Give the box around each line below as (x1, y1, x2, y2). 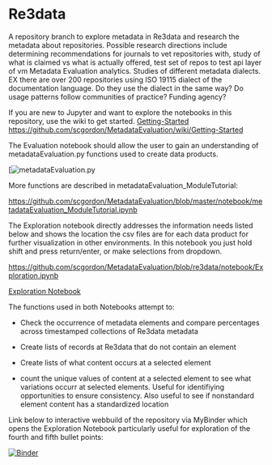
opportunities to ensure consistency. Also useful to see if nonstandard (19, 390, 255, 400)
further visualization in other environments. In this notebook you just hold (8, 237, 253, 247)
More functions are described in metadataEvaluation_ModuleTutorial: (8, 180, 239, 190)
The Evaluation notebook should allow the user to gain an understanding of (8, 140, 259, 150)
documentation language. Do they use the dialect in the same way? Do (8, 83, 244, 93)
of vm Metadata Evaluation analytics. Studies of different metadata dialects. (8, 66, 261, 75)
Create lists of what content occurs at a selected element (19, 357, 212, 367)
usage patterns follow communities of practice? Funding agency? (8, 92, 227, 101)
